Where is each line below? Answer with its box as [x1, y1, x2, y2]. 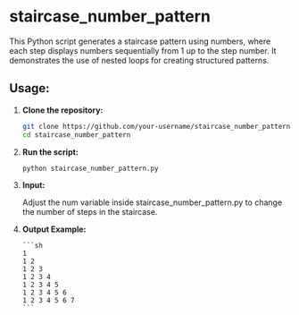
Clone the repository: [21, 105, 104, 115]
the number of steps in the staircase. [21, 207, 158, 217]
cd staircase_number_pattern [21, 130, 131, 140]
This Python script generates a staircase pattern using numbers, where [9, 36, 271, 47]
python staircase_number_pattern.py [21, 164, 159, 173]
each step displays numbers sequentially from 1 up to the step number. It [9, 45, 277, 55]
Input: [21, 180, 46, 191]
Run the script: [21, 146, 79, 157]
